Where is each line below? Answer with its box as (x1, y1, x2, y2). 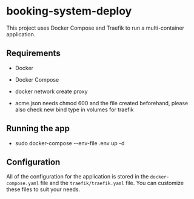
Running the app (6, 123, 70, 134)
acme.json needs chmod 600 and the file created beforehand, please (15, 99, 189, 106)
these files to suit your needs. (6, 186, 81, 193)
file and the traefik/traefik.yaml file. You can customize (40, 180, 184, 187)
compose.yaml (6, 180, 39, 187)
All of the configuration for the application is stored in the (6, 173, 149, 180)
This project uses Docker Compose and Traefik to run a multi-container (6, 24, 185, 31)
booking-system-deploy (6, 4, 132, 18)
